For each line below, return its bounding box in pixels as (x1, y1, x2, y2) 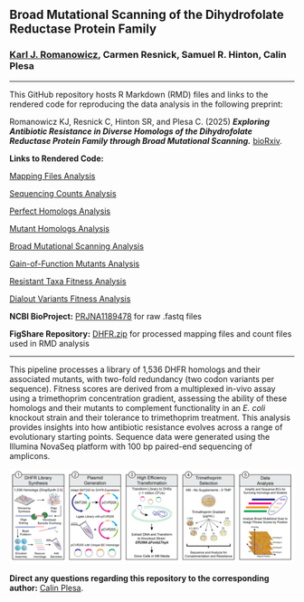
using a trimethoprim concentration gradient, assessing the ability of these (9, 393, 288, 404)
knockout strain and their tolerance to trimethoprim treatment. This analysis (9, 412, 291, 423)
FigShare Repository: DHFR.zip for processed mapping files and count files (9, 328, 292, 339)
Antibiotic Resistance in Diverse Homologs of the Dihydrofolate (9, 126, 253, 137)
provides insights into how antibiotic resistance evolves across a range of (9, 421, 283, 433)
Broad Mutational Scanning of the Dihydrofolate (9, 7, 285, 23)
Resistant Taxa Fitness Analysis (9, 275, 127, 286)
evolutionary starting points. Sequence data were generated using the (9, 431, 271, 442)
